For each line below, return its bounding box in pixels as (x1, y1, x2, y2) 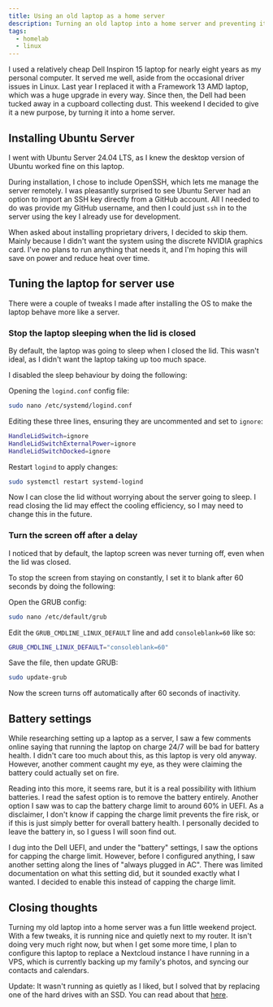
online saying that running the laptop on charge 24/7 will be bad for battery (8, 742, 260, 752)
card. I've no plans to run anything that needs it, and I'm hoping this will (8, 245, 248, 254)
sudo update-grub (8, 674, 67, 682)
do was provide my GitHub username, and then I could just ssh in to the (8, 202, 248, 212)
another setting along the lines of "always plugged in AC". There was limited (8, 860, 263, 870)
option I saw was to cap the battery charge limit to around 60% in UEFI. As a (8, 801, 264, 811)
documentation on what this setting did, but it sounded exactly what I (8, 869, 240, 879)
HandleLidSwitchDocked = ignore (8, 447, 111, 455)
